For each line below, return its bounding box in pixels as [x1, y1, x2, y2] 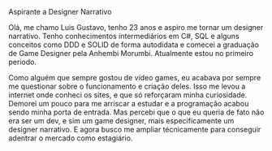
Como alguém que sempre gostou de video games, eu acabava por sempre [8, 73, 261, 82]
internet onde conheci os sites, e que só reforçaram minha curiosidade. [8, 90, 248, 100]
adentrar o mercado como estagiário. [8, 133, 133, 143]
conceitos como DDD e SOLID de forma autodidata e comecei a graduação [8, 40, 260, 50]
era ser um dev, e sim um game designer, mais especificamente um [8, 116, 235, 125]
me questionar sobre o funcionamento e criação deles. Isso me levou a [8, 81, 246, 91]
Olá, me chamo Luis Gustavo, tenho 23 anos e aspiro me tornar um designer [8, 23, 264, 32]
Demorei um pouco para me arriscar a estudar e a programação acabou [8, 99, 249, 108]
